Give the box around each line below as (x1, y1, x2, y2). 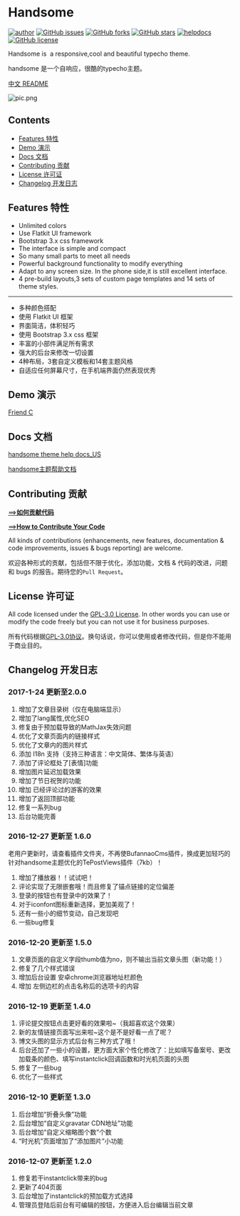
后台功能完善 (18, 812, 56, 820)
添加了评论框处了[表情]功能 (18, 758, 99, 767)
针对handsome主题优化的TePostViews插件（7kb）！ (8, 858, 163, 867)
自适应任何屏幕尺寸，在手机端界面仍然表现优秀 (18, 366, 156, 374)
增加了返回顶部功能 (18, 794, 75, 802)
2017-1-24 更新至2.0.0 (8, 687, 87, 697)
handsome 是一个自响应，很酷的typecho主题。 (8, 64, 147, 72)
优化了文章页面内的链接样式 (18, 732, 100, 740)
